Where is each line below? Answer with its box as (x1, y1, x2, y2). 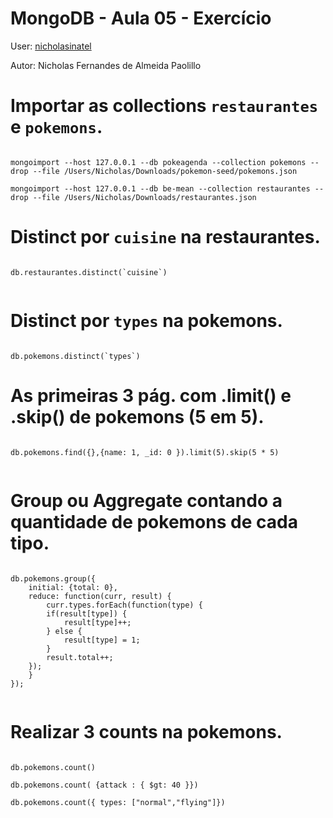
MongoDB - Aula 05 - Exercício (10, 7, 272, 30)
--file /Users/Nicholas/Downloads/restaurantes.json (32, 192, 257, 202)
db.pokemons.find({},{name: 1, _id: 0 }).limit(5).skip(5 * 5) (10, 447, 280, 457)
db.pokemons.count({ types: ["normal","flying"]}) (10, 797, 226, 807)
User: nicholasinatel (10, 40, 92, 52)
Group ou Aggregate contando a (10, 489, 283, 512)
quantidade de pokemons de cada (10, 510, 298, 533)
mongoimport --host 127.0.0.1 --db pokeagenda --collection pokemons (10, 157, 307, 167)
